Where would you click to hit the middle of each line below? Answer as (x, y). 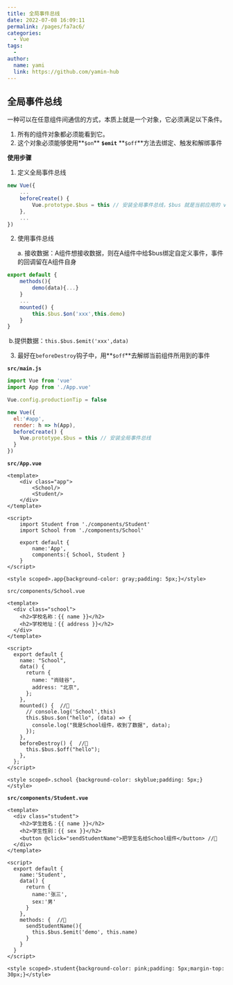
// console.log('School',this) (71, 712)
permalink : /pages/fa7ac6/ (46, 26)
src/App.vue (24, 464)
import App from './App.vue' (49, 387)
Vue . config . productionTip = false (57, 400)
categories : (24, 33)
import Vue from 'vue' (40, 381)
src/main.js (24, 369)
